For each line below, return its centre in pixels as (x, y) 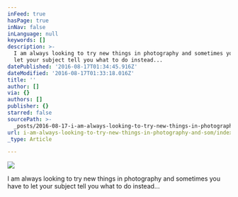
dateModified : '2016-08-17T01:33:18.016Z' (71, 73)
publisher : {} (28, 106)
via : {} (19, 93)
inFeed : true (27, 14)
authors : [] (25, 100)
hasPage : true (28, 21)
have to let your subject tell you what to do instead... (84, 186)
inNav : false (27, 27)
